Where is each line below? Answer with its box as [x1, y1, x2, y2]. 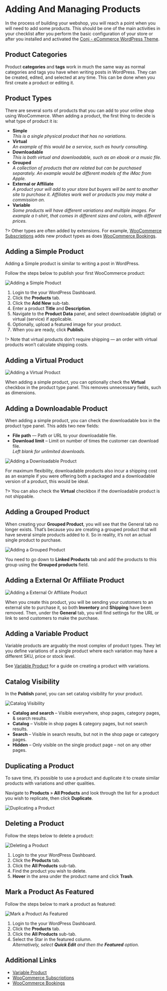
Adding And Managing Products [5, 3, 141, 15]
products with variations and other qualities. [5, 780, 96, 786]
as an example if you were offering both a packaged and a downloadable [5, 473, 155, 479]
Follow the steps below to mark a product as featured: [5, 901, 116, 907]
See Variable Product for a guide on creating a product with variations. [5, 663, 150, 669]
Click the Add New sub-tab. [12, 300, 70, 306]
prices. [12, 218, 27, 224]
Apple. [12, 175, 26, 181]
